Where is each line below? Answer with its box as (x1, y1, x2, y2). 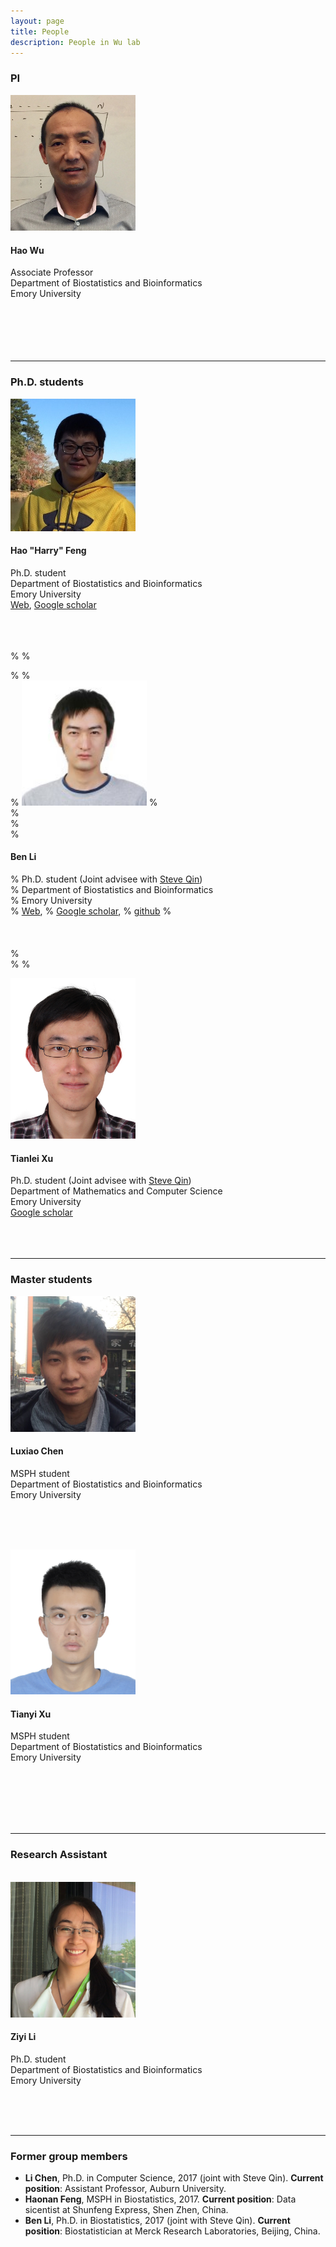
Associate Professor (10, 266, 94, 279)
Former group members (10, 2149, 128, 2163)
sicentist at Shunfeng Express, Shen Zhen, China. (24, 2204, 229, 2216)
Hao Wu (10, 244, 45, 256)
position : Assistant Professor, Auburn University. (24, 2183, 227, 2195)
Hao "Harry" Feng (10, 545, 87, 557)
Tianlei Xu (10, 1152, 54, 1164)
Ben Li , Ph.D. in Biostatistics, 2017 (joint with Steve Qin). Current (24, 2215, 291, 2227)
